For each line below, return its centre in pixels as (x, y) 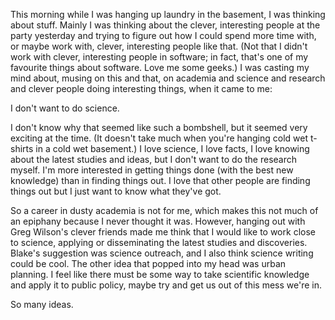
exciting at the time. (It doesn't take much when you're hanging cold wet (159, 138)
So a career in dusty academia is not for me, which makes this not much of (164, 210)
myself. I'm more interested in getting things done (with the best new (152, 170)
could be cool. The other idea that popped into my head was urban (148, 263)
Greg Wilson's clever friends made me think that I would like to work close (163, 232)
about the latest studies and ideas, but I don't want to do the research (154, 159)
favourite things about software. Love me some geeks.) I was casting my (160, 67)
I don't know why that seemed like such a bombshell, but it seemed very (159, 127)
